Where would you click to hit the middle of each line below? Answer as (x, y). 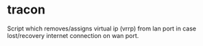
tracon (26, 10)
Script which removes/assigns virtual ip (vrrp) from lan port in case (102, 28)
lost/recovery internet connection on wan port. (73, 35)
